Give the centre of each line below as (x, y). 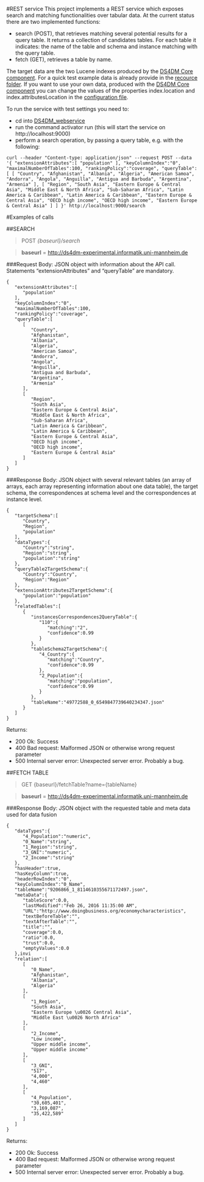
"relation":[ (31, 959)
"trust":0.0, (39, 943)
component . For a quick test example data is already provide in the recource (102, 78)
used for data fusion (32, 815)
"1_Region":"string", (50, 847)
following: (27, 147)
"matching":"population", (80, 681)
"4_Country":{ (57, 654)
